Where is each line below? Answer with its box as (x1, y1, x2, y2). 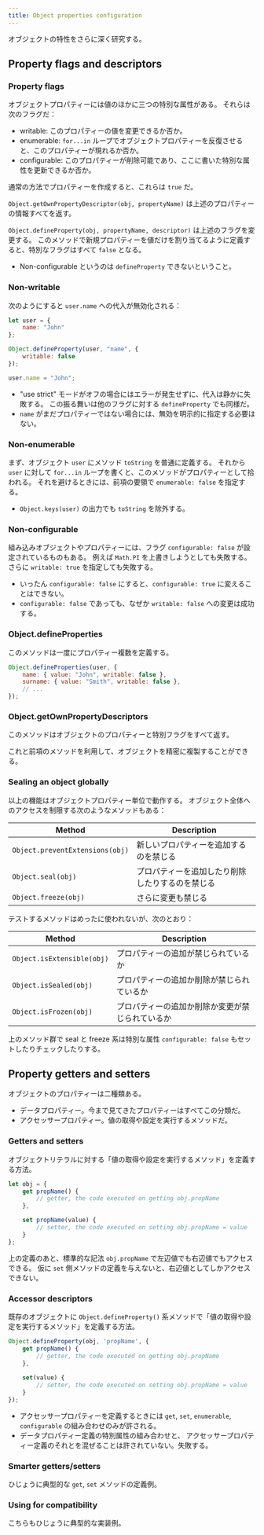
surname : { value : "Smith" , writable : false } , (22, 678, 181, 686)
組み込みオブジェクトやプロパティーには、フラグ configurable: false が (8, 543, 244, 553)
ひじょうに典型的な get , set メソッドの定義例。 (8, 1479, 161, 1489)
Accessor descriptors (8, 1293, 93, 1304)
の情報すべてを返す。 (8, 209, 76, 218)
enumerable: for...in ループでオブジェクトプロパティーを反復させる (19, 136, 244, 145)
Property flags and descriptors (8, 57, 163, 71)
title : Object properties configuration (8, 11, 143, 20)
